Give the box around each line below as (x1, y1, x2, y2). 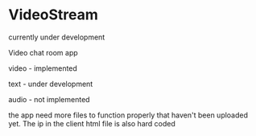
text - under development (8, 79, 93, 89)
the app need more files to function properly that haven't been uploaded (8, 110, 248, 120)
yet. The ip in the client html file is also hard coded (8, 118, 175, 128)
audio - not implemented (8, 94, 90, 104)
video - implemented (8, 63, 78, 73)
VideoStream (8, 6, 99, 24)
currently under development (8, 32, 105, 42)
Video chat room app (8, 47, 78, 57)
